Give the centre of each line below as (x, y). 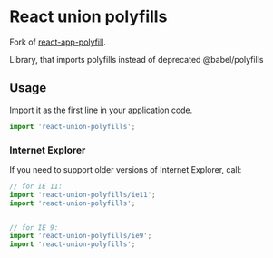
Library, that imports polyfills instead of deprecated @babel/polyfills (136, 59)
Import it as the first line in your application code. (101, 110)
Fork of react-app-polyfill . (58, 42)
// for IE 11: (36, 186)
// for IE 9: (34, 228)
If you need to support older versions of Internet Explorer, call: (126, 169)
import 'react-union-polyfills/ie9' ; (81, 236)
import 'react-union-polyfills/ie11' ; (83, 194)
